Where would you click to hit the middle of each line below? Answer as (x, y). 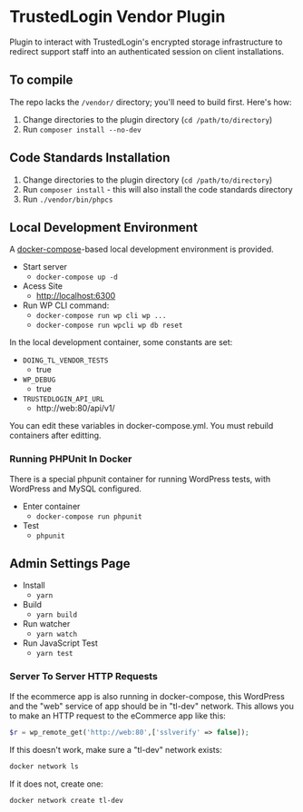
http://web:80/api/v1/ (75, 408)
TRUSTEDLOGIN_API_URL (63, 400)
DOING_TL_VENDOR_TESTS (65, 361)
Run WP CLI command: (66, 305)
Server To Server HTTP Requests (84, 677)
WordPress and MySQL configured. (76, 489)
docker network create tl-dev (67, 800)
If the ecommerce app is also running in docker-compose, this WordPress (147, 696)
